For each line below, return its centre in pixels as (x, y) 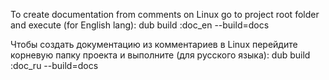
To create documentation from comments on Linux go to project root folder (165, 14)
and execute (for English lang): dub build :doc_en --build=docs (140, 25)
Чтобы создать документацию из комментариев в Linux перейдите (154, 44)
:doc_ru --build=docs (54, 65)
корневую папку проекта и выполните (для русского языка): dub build (160, 55)
